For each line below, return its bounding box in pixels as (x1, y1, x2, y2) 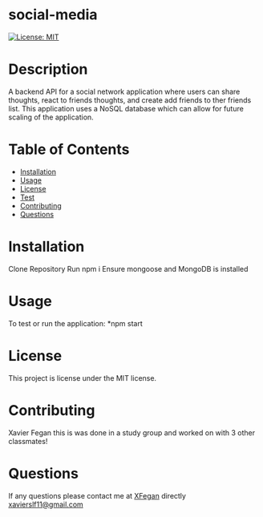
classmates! (8, 436, 48, 446)
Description (8, 60, 88, 79)
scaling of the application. (8, 112, 94, 122)
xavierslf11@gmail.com (8, 499, 84, 509)
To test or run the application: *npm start (8, 318, 143, 328)
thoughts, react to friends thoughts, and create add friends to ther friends (8, 95, 252, 105)
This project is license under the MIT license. (8, 373, 157, 382)
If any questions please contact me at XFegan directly (8, 491, 187, 500)
